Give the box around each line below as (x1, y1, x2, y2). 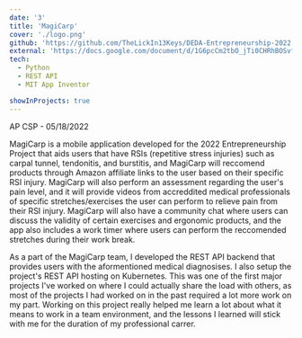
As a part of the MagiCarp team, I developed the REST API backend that (9, 251, 276, 262)
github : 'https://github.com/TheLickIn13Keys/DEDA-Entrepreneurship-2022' (9, 38, 296, 48)
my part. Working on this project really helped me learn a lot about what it (9, 298, 281, 310)
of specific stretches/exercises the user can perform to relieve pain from (9, 195, 279, 207)
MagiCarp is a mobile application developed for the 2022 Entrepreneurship (9, 138, 287, 149)
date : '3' (9, 13, 47, 22)
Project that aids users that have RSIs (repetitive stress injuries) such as (9, 147, 275, 158)
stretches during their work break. (9, 234, 136, 245)
